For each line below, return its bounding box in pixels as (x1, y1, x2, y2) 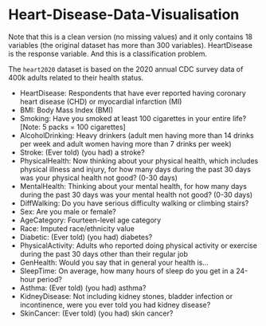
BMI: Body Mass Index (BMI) (19, 105, 114, 115)
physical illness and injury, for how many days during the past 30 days (19, 164, 251, 174)
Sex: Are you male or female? (19, 206, 117, 216)
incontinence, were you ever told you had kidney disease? (19, 300, 211, 309)
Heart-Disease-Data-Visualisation (8, 6, 240, 24)
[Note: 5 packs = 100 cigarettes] (19, 122, 126, 132)
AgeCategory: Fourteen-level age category (19, 215, 162, 225)
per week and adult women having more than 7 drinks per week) (19, 139, 233, 148)
